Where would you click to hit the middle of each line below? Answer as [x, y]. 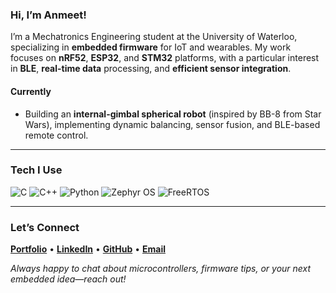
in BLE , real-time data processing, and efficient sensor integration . [151, 69]
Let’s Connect [45, 227]
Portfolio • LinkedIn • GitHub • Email [88, 249]
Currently [31, 91]
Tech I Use [36, 170]
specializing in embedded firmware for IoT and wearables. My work [151, 47]
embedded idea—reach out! [68, 279]
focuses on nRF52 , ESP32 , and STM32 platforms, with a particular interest [165, 58]
